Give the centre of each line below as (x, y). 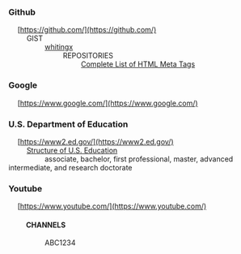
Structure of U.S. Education (72, 150)
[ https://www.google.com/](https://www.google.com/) (108, 103)
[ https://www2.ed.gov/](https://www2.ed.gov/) (95, 141)
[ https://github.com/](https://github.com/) (87, 30)
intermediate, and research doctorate (70, 167)
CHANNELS (46, 225)
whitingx (59, 47)
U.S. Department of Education (68, 124)
